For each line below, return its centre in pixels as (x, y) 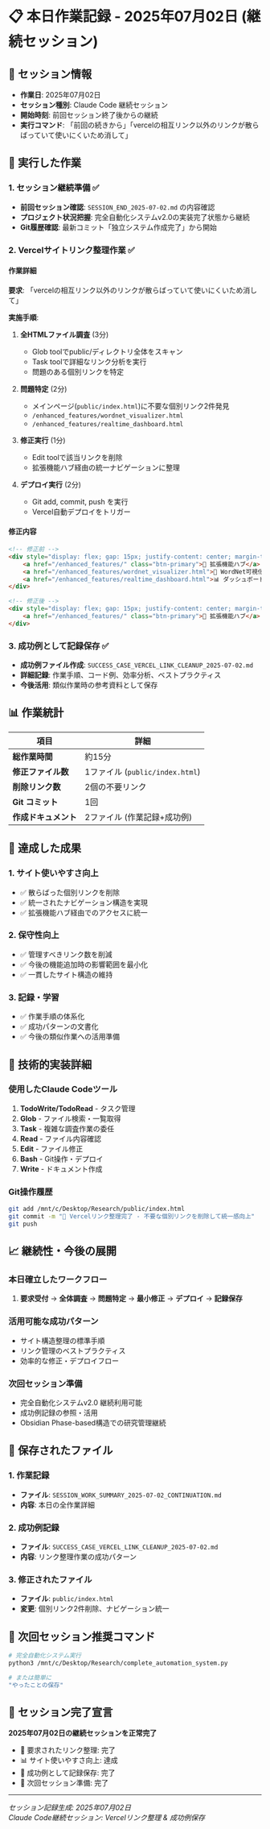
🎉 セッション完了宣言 (61, 1713)
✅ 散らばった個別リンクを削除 (70, 892)
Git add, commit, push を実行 (80, 501)
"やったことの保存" (36, 1685)
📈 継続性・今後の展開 (63, 1251)
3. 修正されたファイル (50, 1579)
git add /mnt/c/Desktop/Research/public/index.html (96, 1209)
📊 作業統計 (36, 713)
